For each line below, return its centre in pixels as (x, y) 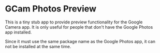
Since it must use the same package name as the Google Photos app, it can (80, 41)
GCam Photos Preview (51, 9)
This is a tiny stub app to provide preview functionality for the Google (74, 22)
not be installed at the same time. (38, 46)
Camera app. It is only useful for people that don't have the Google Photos (79, 27)
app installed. (19, 32)
